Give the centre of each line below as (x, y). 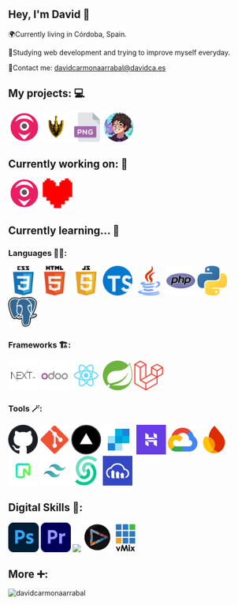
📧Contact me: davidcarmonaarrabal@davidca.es (87, 67)
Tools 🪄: (25, 409)
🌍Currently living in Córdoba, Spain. (68, 34)
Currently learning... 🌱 (64, 230)
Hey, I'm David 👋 (49, 15)
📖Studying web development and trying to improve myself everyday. (119, 52)
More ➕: (28, 574)
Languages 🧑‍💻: (38, 253)
